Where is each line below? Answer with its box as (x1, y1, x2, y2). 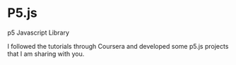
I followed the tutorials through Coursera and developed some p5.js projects (7, 42, 229, 50)
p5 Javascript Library (7, 28, 69, 37)
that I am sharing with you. (7, 49, 85, 58)
